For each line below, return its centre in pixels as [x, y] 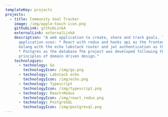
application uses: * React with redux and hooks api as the [82, 42]
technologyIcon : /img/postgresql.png [62, 107]
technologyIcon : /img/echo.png [56, 79]
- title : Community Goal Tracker [44, 19]
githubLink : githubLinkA [40, 28]
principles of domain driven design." [59, 56]
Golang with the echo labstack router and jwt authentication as [88, 47]
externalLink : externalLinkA [44, 33]
